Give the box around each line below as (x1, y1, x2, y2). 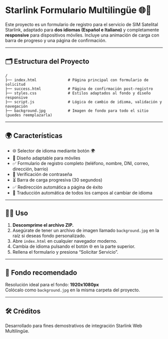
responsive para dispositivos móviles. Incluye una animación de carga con (5, 32, 159, 38)
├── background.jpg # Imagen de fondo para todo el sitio (5, 108, 149, 113)
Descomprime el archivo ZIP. (12, 222, 74, 228)
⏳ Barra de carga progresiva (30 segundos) (12, 177, 102, 183)
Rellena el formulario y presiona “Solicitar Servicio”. (12, 249, 118, 255)
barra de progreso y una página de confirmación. (5, 37, 106, 43)
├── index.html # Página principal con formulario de (5, 77, 149, 82)
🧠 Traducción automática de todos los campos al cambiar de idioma (12, 190, 152, 196)
